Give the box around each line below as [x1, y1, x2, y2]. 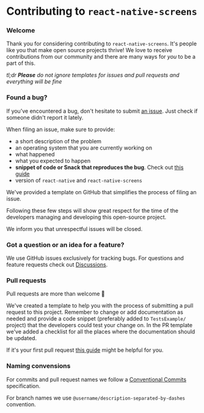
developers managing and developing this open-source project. [6, 213, 167, 221]
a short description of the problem [15, 137, 102, 145]
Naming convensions [6, 362, 71, 370]
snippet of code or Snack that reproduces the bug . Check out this [15, 164, 184, 171]
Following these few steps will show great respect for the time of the [6, 206, 179, 214]
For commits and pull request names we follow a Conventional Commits [6, 376, 187, 383]
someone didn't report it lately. [6, 113, 84, 121]
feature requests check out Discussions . [6, 261, 108, 268]
